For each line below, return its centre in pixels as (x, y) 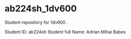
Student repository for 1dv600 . (36, 22)
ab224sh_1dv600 (41, 9)
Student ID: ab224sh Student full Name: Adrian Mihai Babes (65, 32)
